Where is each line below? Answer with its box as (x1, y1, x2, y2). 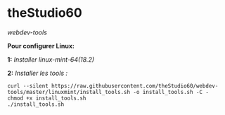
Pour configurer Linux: (7, 41, 75, 50)
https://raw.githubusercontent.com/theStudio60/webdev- (51, 82, 219, 89)
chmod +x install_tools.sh (7, 95, 86, 102)
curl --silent (7, 82, 49, 89)
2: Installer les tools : (7, 69, 68, 77)
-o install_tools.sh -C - (133, 88, 210, 95)
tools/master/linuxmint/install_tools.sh (7, 88, 131, 95)
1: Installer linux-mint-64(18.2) (7, 55, 95, 64)
